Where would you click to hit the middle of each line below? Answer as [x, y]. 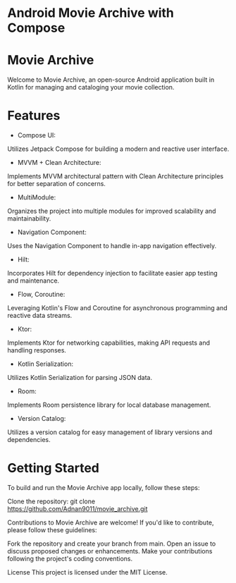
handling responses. [37, 350]
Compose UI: [37, 135]
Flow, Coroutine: [41, 295]
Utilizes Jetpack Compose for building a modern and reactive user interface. [118, 149]
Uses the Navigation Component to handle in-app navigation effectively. [112, 246]
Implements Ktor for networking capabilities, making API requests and [108, 343]
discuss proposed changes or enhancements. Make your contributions [110, 551]
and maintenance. [33, 281]
